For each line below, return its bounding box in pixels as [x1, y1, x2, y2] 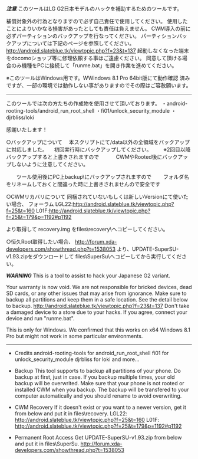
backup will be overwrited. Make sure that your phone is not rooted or [14, 380, 184, 386]
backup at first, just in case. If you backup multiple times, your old [14, 373, 175, 381]
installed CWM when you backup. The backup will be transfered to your [14, 386, 189, 393]
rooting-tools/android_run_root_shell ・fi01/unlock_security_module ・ [6, 107, 177, 114]
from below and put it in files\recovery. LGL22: [14, 410, 128, 417]
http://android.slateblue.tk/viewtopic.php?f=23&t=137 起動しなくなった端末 [6, 47, 189, 54]
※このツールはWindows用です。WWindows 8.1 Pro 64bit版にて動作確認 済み [6, 74, 190, 81]
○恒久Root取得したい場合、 [6, 238, 74, 245]
